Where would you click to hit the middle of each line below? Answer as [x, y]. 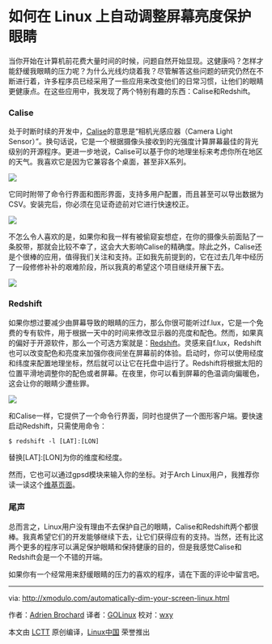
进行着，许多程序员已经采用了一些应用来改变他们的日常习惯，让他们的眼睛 [139, 81]
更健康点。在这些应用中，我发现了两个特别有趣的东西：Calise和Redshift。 [132, 91]
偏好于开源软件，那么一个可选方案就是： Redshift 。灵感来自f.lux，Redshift [138, 343]
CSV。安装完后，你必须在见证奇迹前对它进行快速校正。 [101, 204]
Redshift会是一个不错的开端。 [57, 557]
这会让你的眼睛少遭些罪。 [51, 383]
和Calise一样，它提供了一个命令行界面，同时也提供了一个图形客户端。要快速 [136, 416]
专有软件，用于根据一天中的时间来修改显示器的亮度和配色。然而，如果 [139, 332]
